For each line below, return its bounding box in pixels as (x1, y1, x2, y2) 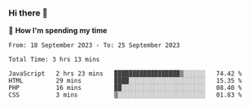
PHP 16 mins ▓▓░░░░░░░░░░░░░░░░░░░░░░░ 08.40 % (8, 84, 243, 92)
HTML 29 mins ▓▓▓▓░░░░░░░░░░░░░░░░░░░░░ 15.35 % (8, 77, 243, 85)
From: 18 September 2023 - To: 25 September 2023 (8, 41, 181, 49)
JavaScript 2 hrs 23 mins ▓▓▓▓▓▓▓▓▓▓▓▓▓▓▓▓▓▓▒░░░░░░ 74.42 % (8, 70, 243, 78)
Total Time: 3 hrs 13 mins (8, 56, 100, 64)
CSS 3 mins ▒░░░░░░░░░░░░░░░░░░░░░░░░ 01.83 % (8, 91, 243, 100)
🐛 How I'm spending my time (8, 26, 107, 36)
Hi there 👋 (8, 7, 49, 19)
